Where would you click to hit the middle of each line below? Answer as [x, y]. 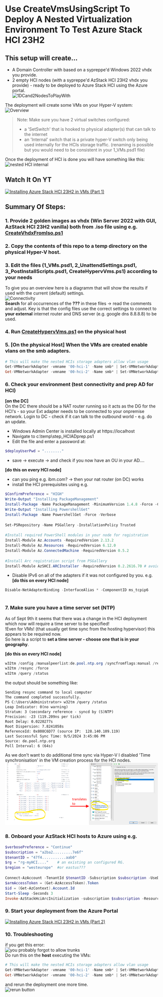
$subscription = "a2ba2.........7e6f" [44, 852]
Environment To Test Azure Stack [74, 30]
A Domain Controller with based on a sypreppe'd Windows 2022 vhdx [82, 70]
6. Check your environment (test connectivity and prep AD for [79, 385]
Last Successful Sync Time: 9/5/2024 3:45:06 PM [55, 736]
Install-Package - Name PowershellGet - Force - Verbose [61, 515]
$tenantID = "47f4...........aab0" [41, 857]
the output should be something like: [42, 683]
